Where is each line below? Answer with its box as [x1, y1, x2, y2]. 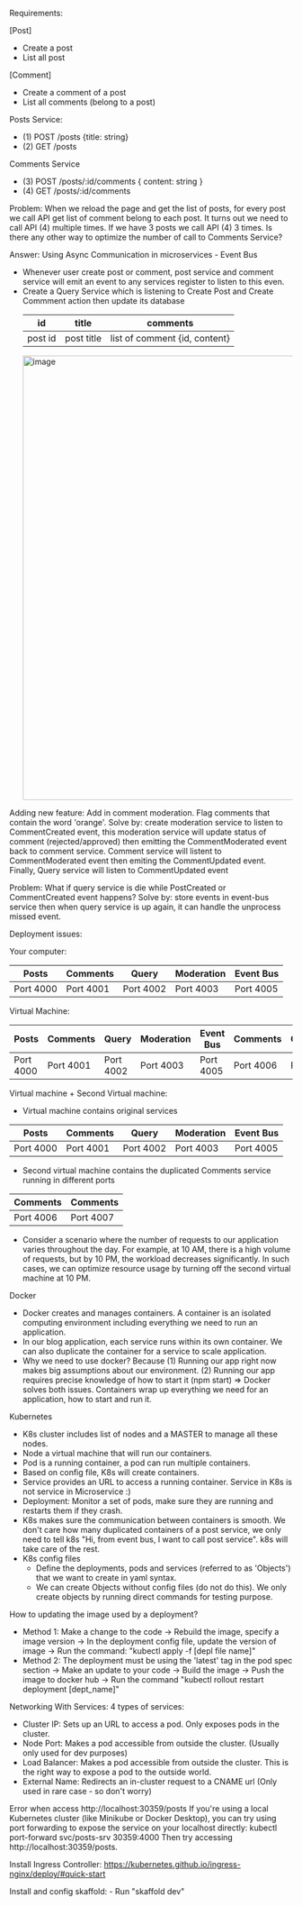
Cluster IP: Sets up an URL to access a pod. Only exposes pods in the [22, 1719, 280, 1729]
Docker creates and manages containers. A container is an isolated [22, 1308, 271, 1318]
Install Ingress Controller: [9, 1859, 102, 1869]
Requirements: [9, 8, 63, 18]
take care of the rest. [22, 1544, 101, 1554]
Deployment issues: [9, 928, 83, 939]
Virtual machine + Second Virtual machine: [9, 1088, 168, 1099]
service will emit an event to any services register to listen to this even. [22, 277, 285, 287]
